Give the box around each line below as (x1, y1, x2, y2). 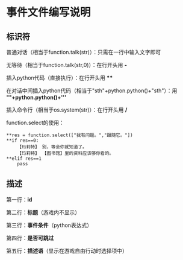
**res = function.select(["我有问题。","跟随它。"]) (6, 132, 134, 138)
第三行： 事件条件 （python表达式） (6, 221, 92, 229)
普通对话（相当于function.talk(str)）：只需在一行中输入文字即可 (6, 49, 161, 55)
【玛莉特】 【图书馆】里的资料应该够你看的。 (17, 150, 114, 156)
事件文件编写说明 (6, 5, 91, 19)
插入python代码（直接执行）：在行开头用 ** (6, 74, 113, 81)
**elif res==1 (6, 156, 42, 162)
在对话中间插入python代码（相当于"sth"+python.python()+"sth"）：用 (6, 87, 178, 94)
